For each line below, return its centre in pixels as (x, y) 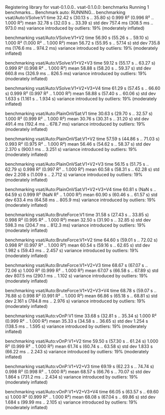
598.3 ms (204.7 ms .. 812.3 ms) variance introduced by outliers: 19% (76, 225)
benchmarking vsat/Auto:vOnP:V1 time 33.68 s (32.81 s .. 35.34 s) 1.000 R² (81, 316)
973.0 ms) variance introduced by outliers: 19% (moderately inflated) (75, 28)
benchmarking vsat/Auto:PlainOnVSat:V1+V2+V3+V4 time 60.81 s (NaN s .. (81, 189)
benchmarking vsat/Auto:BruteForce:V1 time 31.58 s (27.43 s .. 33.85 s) (77, 215)
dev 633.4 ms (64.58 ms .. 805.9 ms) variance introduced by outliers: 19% (81, 200)
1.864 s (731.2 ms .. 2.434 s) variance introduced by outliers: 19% (71, 377)
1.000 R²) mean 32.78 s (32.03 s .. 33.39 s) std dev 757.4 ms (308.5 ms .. (79, 23)
